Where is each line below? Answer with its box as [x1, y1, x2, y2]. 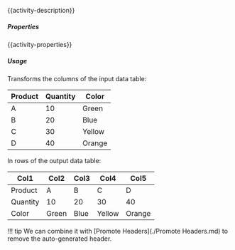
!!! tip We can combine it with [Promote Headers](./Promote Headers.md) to [7, 226, 229, 235]
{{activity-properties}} [7, 40, 72, 48]
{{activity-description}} [7, 6, 75, 14]
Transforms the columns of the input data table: [7, 74, 147, 83]
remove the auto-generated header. [7, 234, 112, 243]
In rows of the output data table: [7, 156, 102, 165]
